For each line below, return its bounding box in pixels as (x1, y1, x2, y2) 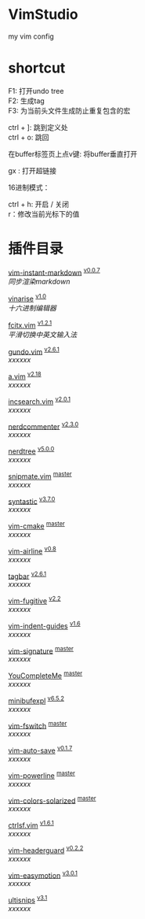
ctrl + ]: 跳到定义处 (8, 122, 68, 132)
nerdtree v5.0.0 (8, 445, 55, 456)
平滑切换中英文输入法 (8, 329, 77, 339)
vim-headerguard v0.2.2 (8, 844, 84, 855)
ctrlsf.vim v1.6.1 (8, 819, 55, 830)
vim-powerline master (8, 769, 76, 780)
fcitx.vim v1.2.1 (8, 319, 53, 330)
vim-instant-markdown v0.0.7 (8, 266, 100, 277)
